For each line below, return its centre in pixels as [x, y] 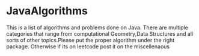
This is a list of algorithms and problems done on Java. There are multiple [97, 27]
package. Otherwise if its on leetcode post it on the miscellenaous [88, 46]
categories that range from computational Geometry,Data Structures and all [100, 33]
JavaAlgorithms [47, 11]
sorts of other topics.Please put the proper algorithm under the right [90, 40]
